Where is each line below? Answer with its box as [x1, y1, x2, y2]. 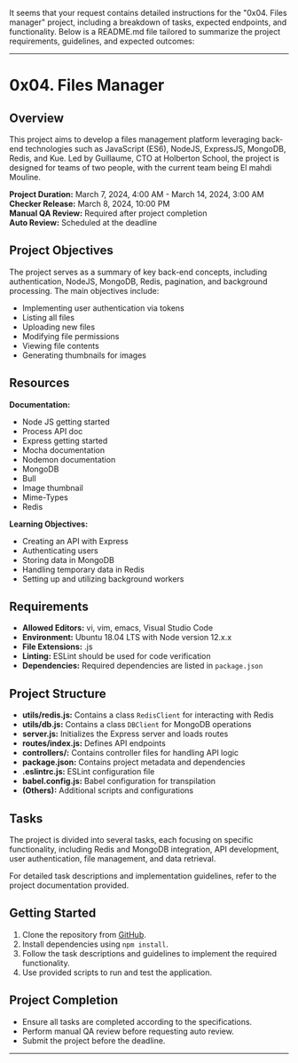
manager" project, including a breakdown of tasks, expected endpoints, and [9, 17, 287, 28]
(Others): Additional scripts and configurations [21, 785, 193, 796]
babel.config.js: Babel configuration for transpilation [21, 776, 216, 787]
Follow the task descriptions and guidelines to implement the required [21, 948, 278, 958]
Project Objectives [9, 243, 114, 258]
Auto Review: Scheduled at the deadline [9, 218, 158, 227]
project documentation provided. [9, 880, 129, 891]
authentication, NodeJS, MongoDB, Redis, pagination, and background [9, 275, 268, 287]
